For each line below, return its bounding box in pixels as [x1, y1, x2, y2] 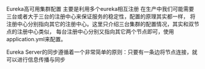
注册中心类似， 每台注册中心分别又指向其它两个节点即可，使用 [17, 28, 174, 35]
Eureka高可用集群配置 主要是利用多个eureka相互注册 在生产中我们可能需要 [6, 5, 195, 12]
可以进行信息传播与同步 [6, 56, 65, 63]
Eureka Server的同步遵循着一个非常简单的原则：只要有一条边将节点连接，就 [6, 48, 198, 56]
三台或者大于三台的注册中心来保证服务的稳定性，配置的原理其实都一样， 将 [6, 13, 196, 20]
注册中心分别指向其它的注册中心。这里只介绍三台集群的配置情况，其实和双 [6, 21, 194, 27]
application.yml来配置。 [6, 36, 66, 42]
